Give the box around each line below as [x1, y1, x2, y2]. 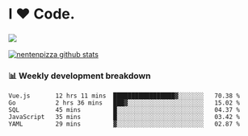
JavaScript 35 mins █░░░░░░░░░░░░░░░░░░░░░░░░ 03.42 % [8, 113, 241, 121]
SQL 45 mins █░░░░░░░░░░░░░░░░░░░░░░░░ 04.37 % [8, 105, 241, 113]
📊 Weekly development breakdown [8, 70, 151, 81]
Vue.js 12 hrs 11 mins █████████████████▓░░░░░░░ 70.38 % [8, 92, 241, 100]
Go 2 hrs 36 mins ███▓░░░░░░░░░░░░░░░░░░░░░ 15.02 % [8, 98, 241, 107]
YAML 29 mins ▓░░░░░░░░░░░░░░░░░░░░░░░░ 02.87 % [8, 120, 241, 128]
